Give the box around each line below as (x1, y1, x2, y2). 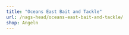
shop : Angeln (6, 20, 39, 26)
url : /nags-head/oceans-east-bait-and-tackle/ (6, 14, 124, 20)
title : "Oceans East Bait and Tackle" (6, 8, 102, 15)
